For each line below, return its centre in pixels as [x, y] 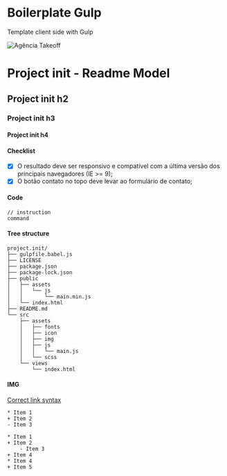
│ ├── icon [38, 333]
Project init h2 [38, 99]
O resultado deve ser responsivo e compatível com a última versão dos [118, 166]
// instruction [29, 212]
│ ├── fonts [40, 327]
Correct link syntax [34, 400]
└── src [18, 315]
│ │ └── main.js [49, 351]
